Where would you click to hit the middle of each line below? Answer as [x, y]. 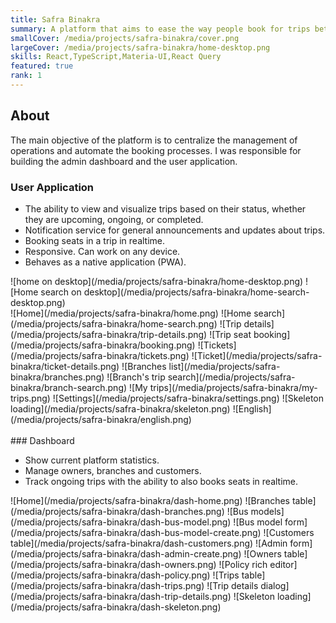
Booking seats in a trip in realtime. [95, 240]
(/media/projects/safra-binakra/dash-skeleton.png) [116, 607]
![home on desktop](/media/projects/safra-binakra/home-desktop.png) [157, 281]
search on [61, 292]
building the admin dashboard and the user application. [124, 161]
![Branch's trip [136, 377]
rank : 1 [26, 76]
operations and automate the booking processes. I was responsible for [156, 150]
